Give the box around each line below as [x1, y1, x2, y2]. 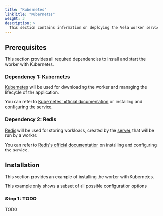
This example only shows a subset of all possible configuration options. [5, 183, 148, 189]
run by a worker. [5, 132, 38, 138]
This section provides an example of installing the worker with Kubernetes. [5, 174, 154, 180]
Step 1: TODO [5, 195, 37, 202]
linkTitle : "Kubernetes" [5, 12, 55, 17]
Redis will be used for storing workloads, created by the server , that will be [5, 127, 154, 133]
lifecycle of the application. [5, 89, 59, 95]
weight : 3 [5, 16, 25, 21]
